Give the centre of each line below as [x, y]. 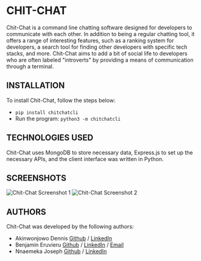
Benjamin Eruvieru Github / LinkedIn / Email [69, 245]
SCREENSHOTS [37, 178]
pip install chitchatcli [47, 113]
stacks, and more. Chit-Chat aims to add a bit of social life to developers [97, 53]
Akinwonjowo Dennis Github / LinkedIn [64, 238]
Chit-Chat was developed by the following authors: [70, 227]
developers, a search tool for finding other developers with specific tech [97, 47]
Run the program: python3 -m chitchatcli [68, 118]
